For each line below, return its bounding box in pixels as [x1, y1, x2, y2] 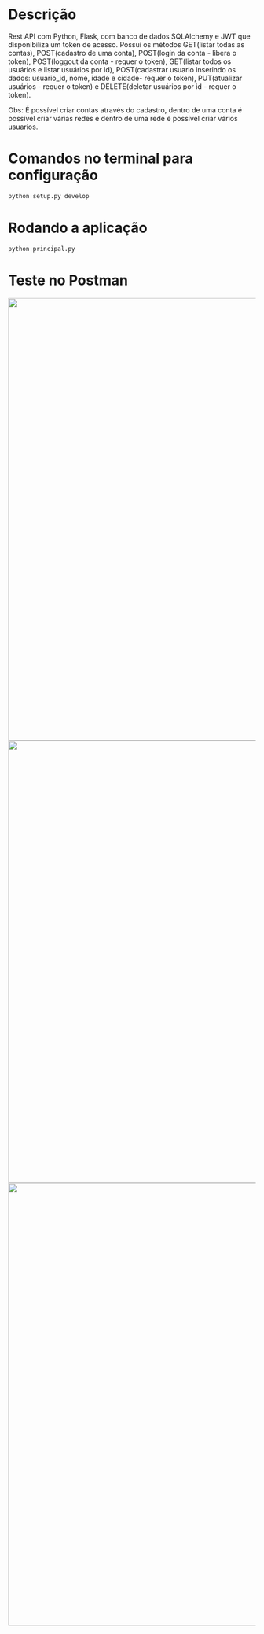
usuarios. [8, 122, 38, 131]
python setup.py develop [8, 192, 90, 200]
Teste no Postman [8, 271, 128, 289]
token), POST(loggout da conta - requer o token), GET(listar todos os [8, 57, 232, 66]
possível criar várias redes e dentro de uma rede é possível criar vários [8, 113, 238, 123]
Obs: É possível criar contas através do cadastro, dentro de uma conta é [8, 105, 242, 115]
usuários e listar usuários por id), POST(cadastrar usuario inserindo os [8, 65, 236, 74]
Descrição [8, 6, 77, 24]
